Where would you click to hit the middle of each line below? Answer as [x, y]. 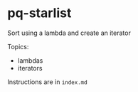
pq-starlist [39, 13]
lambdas [30, 60]
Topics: [18, 46]
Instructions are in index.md [47, 82]
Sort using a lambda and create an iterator [69, 33]
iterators [30, 68]
